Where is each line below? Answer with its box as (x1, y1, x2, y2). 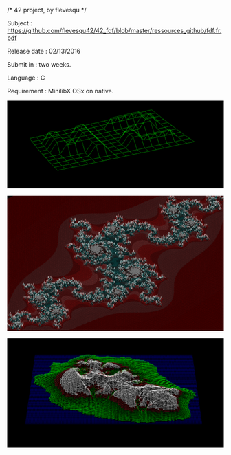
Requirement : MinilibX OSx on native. (7, 87, 114, 95)
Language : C (7, 74, 45, 82)
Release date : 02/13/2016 (7, 47, 81, 55)
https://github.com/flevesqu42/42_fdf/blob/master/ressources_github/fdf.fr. (7, 27, 222, 34)
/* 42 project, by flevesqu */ (7, 6, 87, 14)
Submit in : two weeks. (7, 60, 71, 68)
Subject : (7, 19, 32, 27)
